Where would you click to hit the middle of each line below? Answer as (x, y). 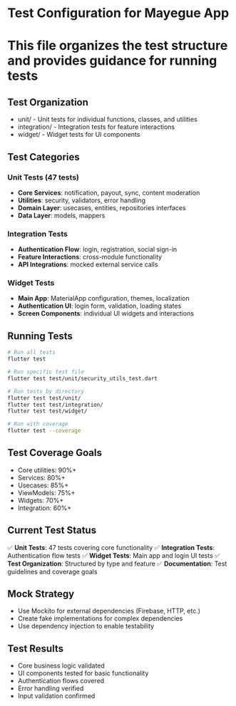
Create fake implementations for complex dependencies (100, 618)
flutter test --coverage (44, 431)
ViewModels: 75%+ (46, 492)
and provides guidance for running (112, 61)
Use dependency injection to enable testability (86, 626)
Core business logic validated (61, 666)
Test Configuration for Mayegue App (118, 13)
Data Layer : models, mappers (61, 215)
